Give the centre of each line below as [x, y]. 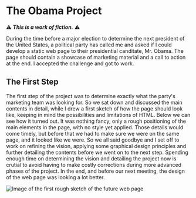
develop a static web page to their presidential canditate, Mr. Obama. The [95, 51]
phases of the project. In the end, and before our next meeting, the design [95, 171]
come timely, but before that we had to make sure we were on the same [93, 133]
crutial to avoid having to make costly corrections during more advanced [94, 165]
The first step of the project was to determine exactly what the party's [91, 96]
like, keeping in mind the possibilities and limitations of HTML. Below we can [98, 115]
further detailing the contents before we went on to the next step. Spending [97, 152]
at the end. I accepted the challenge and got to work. [70, 63]
